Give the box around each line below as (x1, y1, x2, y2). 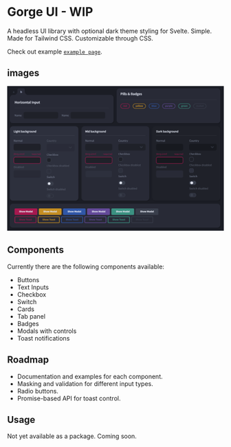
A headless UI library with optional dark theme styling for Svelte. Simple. (7, 27, 212, 35)
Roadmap (7, 354, 49, 366)
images (7, 67, 40, 79)
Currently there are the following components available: (7, 262, 165, 271)
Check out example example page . (7, 47, 103, 56)
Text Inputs (16, 283, 49, 291)
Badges (16, 319, 39, 328)
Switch (16, 297, 37, 306)
